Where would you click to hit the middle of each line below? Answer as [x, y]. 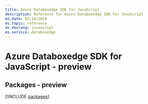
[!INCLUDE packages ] [27, 96]
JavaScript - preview [49, 67]
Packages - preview [36, 85]
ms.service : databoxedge [30, 32]
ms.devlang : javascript [29, 28]
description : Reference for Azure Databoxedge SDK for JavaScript [74, 14]
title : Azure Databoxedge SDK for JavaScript [52, 10]
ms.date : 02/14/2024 [26, 19]
